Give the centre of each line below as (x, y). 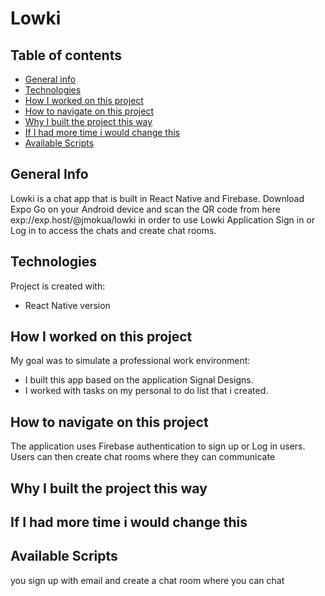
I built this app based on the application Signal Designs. (139, 380)
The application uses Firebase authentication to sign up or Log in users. (158, 446)
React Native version (67, 305)
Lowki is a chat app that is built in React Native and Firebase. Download (157, 198)
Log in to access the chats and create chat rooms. (113, 230)
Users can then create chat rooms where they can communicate (143, 457)
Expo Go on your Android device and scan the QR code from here (145, 209)
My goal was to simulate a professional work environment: (130, 361)
